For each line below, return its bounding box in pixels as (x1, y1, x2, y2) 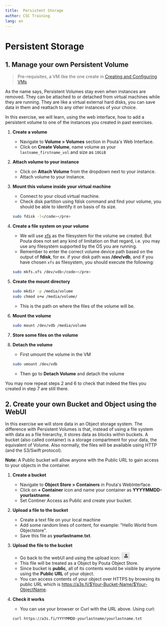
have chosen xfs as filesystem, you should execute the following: (19, 259, 155, 265)
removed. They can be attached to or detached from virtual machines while (5, 94, 161, 100)
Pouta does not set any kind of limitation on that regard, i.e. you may (19, 238, 161, 244)
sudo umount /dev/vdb (12, 361, 57, 366)
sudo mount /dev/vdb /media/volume (12, 323, 87, 328)
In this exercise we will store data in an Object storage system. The (5, 421, 143, 427)
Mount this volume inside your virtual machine (12, 183, 111, 189)
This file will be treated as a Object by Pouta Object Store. (19, 560, 139, 566)
